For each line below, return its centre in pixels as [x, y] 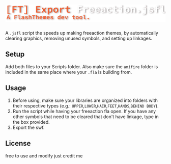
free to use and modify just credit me [44, 156]
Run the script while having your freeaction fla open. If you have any [84, 111]
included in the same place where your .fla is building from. [69, 72]
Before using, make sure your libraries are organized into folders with [85, 100]
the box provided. [31, 122]
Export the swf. [28, 127]
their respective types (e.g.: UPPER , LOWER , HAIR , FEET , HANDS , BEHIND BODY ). [85, 105]
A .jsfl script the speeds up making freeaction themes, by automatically [82, 33]
